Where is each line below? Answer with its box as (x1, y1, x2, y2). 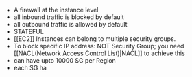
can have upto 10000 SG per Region (13, 57, 117, 64)
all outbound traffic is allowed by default (13, 20, 128, 28)
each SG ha (13, 64, 47, 72)
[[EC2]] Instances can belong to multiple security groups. (13, 35, 176, 43)
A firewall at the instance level (13, 6, 99, 14)
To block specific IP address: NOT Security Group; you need (13, 42, 184, 50)
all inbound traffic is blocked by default (13, 13, 125, 21)
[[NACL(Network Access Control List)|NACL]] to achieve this (13, 49, 185, 57)
